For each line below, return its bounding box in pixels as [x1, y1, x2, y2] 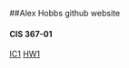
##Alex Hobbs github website [9, 8, 121, 18]
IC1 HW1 [9, 49, 41, 60]
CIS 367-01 [9, 28, 53, 39]
